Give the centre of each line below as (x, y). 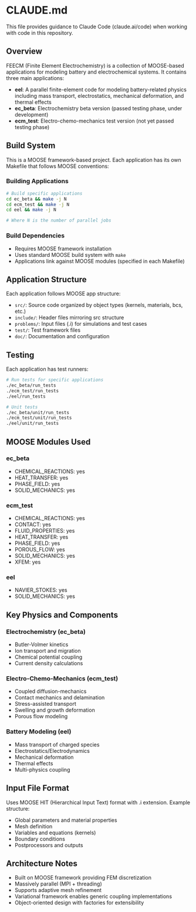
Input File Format (38, 788)
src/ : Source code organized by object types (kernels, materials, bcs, (99, 305)
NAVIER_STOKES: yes (41, 590)
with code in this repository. (40, 32)
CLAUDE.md (37, 10)
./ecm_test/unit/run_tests (39, 418)
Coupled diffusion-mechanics (50, 691)
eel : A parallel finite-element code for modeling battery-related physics (100, 90)
